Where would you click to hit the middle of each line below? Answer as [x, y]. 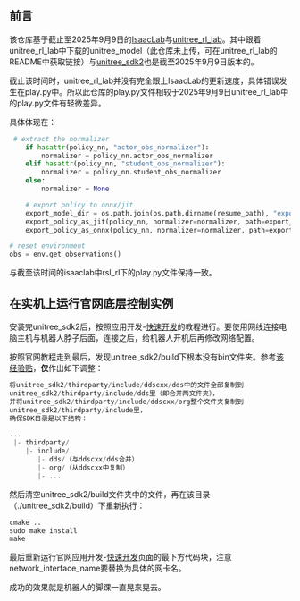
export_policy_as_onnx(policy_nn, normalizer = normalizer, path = [147, 230]
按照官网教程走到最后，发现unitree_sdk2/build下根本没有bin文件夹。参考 [143, 357]
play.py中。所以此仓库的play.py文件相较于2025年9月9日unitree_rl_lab [153, 91]
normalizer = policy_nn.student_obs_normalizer [131, 173]
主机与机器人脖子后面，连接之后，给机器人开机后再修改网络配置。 [138, 338]
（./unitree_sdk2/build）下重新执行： [77, 505]
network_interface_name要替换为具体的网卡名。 [98, 568]
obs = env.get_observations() [66, 254]
